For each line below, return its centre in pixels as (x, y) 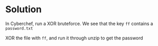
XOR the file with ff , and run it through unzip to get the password (74, 38)
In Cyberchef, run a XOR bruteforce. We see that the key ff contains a (79, 24)
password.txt (19, 28)
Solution (24, 9)
